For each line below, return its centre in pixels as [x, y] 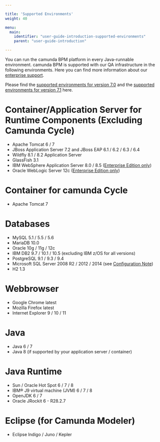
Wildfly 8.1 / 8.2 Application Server [47, 155]
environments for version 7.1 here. [39, 90]
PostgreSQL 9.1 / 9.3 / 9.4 [38, 258]
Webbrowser [32, 289]
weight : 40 [16, 18]
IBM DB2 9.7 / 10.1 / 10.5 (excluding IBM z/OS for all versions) [74, 253]
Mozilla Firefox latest [33, 308]
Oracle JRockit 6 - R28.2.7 [39, 401]
